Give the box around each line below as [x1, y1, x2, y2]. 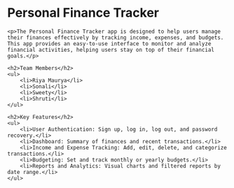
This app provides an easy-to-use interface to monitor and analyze [7, 40, 212, 47]
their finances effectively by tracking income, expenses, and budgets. [7, 34, 224, 41]
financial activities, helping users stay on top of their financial [7, 46, 215, 53]
